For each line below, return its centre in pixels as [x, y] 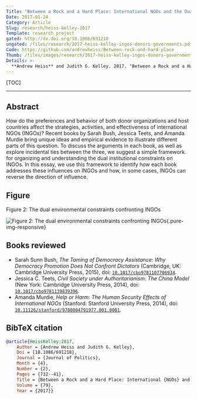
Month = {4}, [33, 364]
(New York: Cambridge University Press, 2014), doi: [77, 285]
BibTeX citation [34, 328]
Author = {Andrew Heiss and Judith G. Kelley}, [76, 347]
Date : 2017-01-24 [27, 17]
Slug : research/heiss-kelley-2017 [48, 28]
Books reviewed [36, 246]
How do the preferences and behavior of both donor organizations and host [98, 121]
